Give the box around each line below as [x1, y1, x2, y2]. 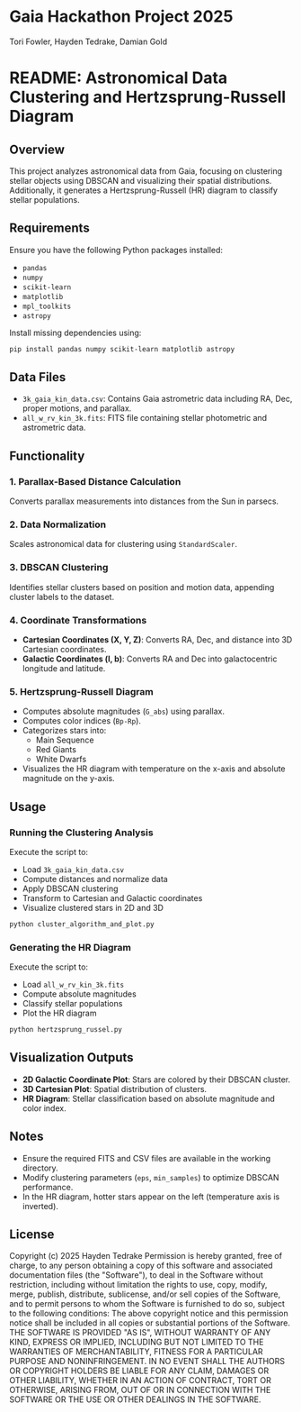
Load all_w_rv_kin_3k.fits [22, 979, 124, 990]
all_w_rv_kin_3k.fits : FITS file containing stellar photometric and [22, 413, 268, 424]
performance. [22, 1181, 74, 1192]
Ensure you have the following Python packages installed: [9, 244, 223, 255]
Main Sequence [35, 734, 94, 745]
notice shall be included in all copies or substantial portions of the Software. [9, 1317, 290, 1328]
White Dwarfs [35, 754, 87, 765]
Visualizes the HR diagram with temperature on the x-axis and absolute [22, 763, 286, 774]
